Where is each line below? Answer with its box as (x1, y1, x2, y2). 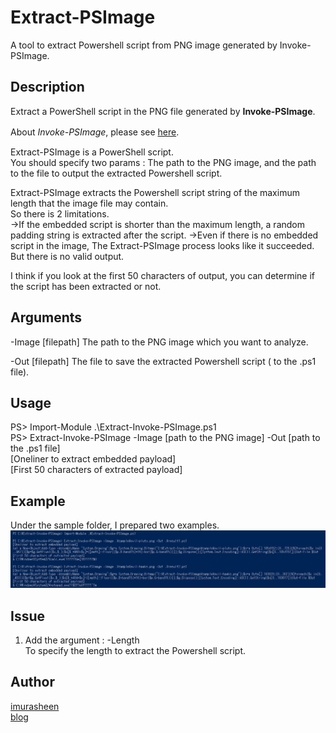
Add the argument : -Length (24, 634, 140, 646)
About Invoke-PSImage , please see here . (10, 126, 180, 138)
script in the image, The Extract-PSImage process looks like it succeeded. (10, 239, 315, 251)
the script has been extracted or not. (10, 280, 162, 292)
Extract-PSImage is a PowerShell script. (10, 146, 174, 158)
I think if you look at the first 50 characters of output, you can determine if (10, 269, 315, 281)
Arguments (10, 309, 83, 326)
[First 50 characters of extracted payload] (10, 464, 183, 476)
